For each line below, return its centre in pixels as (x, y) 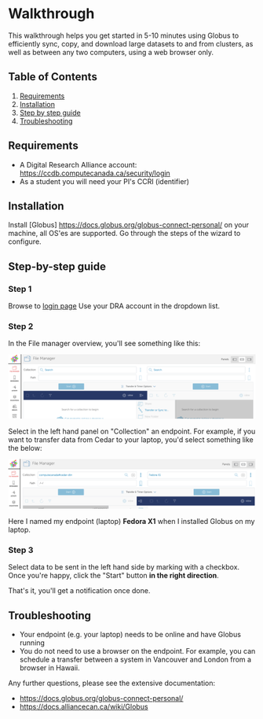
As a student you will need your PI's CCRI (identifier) (104, 181)
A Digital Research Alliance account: (78, 164)
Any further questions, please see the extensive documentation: (112, 683)
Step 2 (21, 326)
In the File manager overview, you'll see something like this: (104, 344)
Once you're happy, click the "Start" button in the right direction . (114, 576)
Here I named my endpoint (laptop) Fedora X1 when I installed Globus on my (131, 522)
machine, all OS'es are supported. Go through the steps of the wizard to (124, 234)
